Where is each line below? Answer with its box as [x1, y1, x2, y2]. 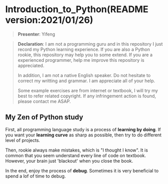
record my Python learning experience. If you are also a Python [17, 46, 150, 52]
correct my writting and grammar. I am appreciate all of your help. [17, 78, 155, 84]
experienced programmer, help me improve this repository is [17, 57, 145, 63]
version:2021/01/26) [5, 14, 93, 26]
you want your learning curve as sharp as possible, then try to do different [5, 132, 162, 138]
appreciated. [17, 62, 45, 68]
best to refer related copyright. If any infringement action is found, [17, 93, 156, 99]
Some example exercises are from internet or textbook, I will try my [17, 87, 158, 93]
